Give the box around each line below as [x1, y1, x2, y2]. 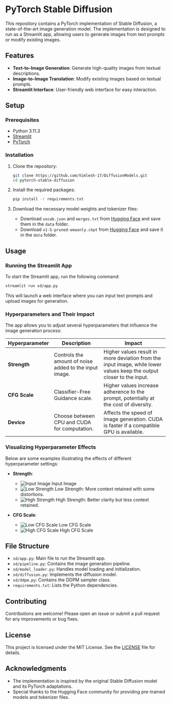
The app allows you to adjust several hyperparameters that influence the [5, 322, 158, 329]
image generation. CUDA [103, 416, 163, 423]
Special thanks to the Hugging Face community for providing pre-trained [12, 688, 165, 695]
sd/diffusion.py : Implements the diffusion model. [12, 571, 117, 578]
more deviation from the [103, 355, 161, 362]
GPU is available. [103, 428, 144, 435]
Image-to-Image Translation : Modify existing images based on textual [12, 75, 161, 82]
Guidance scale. [54, 395, 93, 402]
